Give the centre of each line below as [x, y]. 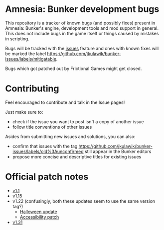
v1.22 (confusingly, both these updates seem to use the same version [84, 201]
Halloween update [38, 212]
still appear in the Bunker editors [118, 151]
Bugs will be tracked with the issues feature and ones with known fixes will [82, 48]
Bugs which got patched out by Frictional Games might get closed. [74, 69]
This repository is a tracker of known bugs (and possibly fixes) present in [80, 23]
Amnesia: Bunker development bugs [82, 9]
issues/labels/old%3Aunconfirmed [48, 151]
